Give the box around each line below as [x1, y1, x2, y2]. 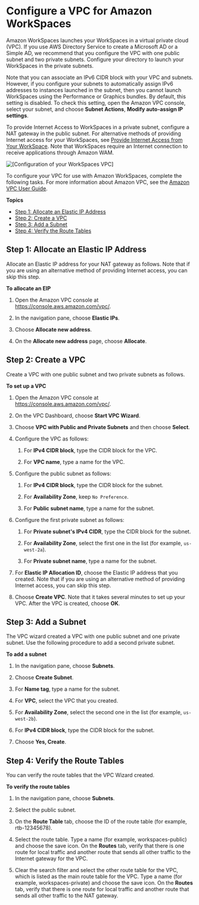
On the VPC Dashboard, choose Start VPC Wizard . [14, 412, 141, 419]
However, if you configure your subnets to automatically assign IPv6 [6, 80, 174, 87]
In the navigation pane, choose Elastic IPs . [14, 314, 120, 321]
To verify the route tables [6, 783, 70, 791]
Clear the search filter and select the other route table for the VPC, [14, 867, 179, 874]
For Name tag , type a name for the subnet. [14, 685, 120, 693]
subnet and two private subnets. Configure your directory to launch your [6, 56, 184, 63]
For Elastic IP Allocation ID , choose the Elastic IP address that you [14, 569, 178, 576]
